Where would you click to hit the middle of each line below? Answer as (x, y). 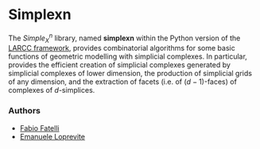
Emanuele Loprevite (52, 136)
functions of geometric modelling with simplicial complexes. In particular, (128, 56)
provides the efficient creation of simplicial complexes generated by (119, 65)
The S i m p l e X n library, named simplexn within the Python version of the (124, 38)
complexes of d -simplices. (52, 90)
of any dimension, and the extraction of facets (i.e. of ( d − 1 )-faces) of (122, 82)
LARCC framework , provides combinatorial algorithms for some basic (122, 48)
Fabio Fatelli (39, 128)
